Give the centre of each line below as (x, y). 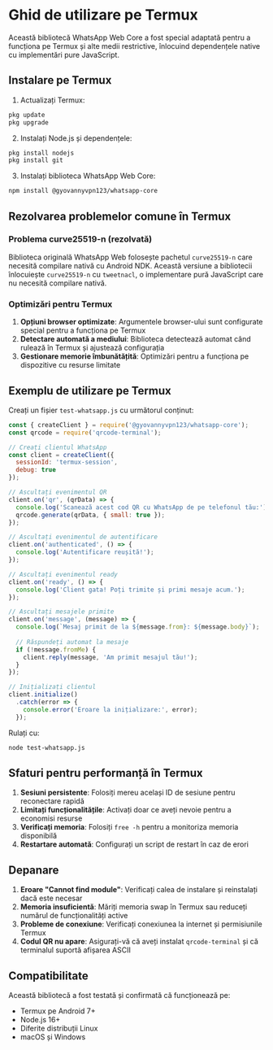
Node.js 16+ (40, 1019)
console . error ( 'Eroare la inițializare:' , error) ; (110, 709)
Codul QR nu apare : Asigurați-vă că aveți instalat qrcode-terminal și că (139, 942)
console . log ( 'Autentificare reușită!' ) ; (85, 552)
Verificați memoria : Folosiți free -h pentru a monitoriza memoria (129, 827)
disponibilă (38, 836)
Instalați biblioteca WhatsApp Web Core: (88, 176)
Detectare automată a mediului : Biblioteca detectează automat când (136, 339)
